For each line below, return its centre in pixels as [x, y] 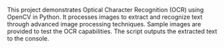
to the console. [28, 39]
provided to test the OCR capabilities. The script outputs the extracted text [112, 31]
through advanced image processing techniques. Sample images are [104, 24]
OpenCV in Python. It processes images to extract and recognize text [105, 17]
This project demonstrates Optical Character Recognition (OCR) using [105, 10]
